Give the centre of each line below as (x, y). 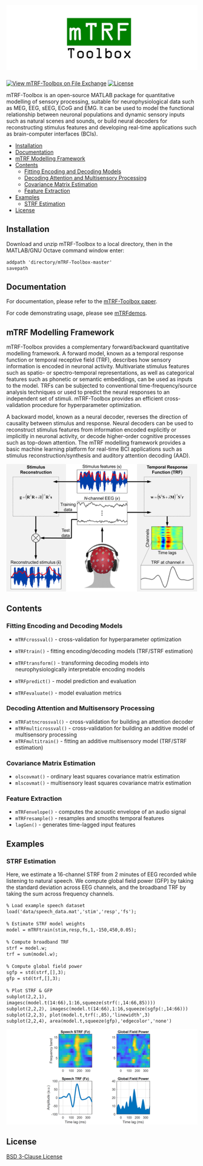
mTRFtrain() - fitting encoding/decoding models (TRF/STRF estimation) (104, 651)
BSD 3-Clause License (34, 1156)
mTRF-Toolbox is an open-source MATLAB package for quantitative (91, 95)
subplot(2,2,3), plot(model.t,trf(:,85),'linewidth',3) (78, 1015)
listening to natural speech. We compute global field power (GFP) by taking (100, 881)
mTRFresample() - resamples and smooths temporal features (90, 818)
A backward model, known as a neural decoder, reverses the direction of (97, 417)
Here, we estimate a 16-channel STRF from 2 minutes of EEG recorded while (101, 874)
